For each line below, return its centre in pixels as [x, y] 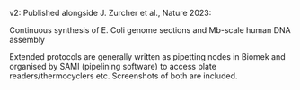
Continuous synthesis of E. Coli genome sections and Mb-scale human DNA [150, 30]
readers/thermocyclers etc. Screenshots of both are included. [124, 76]
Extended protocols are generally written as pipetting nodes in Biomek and [147, 57]
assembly [27, 40]
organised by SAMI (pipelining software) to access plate [113, 66]
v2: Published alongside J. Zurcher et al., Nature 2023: [110, 13]
